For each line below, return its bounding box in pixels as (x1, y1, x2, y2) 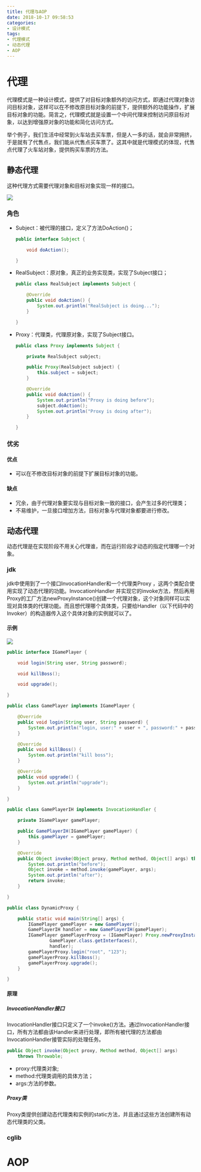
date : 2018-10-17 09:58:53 (7, 14, 74, 20)
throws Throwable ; (17, 1053, 63, 1059)
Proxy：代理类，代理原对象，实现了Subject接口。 (15, 330, 138, 338)
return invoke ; (28, 878, 66, 884)
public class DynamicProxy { (7, 905, 79, 911)
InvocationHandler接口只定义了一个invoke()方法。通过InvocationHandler (7, 1021, 184, 1028)
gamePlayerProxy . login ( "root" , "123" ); (28, 949, 128, 955)
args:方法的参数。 (15, 1080, 60, 1087)
